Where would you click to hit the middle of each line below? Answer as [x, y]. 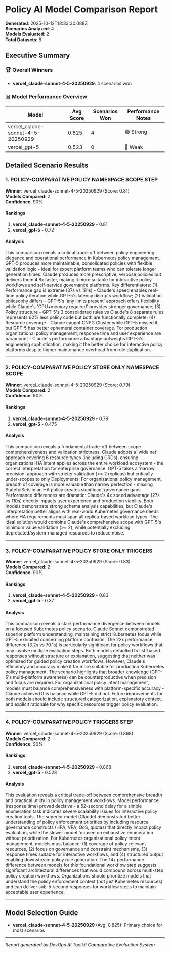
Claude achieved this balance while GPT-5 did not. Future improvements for [84, 694]
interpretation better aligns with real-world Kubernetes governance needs [82, 511]
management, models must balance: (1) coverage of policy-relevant [76, 844]
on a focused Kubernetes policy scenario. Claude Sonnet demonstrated [80, 629]
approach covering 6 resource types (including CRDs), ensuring [72, 458]
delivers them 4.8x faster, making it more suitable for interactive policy [78, 280]
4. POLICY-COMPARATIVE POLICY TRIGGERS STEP [69, 722]
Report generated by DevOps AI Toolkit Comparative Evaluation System [80, 945]
